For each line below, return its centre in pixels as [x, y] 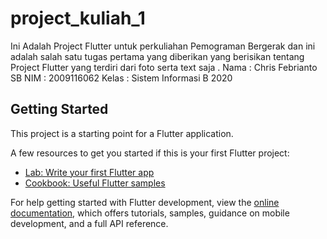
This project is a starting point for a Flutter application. [122, 133]
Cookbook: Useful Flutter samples [95, 183]
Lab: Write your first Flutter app [89, 172]
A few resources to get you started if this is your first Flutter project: [150, 153]
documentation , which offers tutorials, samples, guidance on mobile [150, 213]
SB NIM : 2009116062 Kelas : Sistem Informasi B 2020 [121, 78]
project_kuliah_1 [78, 18]
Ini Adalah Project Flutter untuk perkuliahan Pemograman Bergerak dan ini [163, 46]
